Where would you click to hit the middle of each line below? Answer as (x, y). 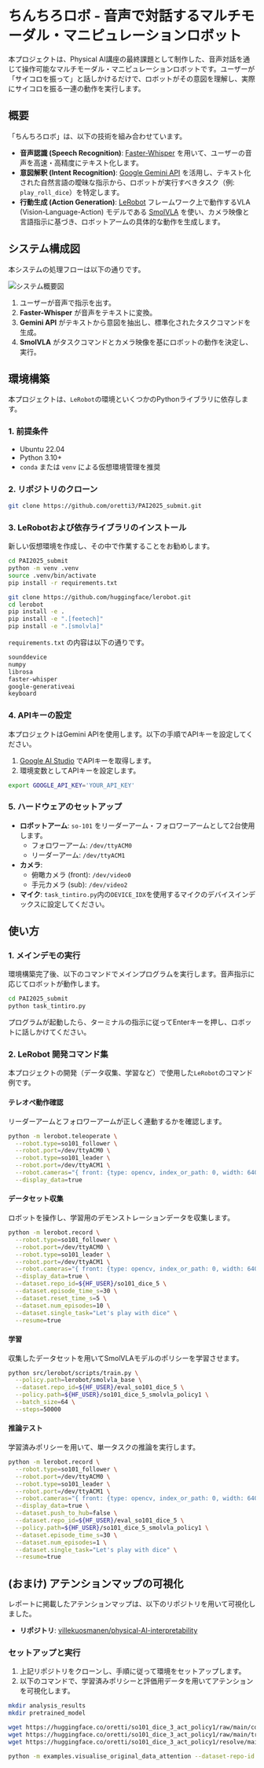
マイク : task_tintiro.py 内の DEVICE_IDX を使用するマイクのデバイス (127, 894)
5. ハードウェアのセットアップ (65, 807)
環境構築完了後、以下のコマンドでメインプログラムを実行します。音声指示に (132, 974)
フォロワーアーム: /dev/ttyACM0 (81, 845)
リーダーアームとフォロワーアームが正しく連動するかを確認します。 (117, 1121)
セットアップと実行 (44, 1653)
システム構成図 (44, 249)
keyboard (22, 694)
